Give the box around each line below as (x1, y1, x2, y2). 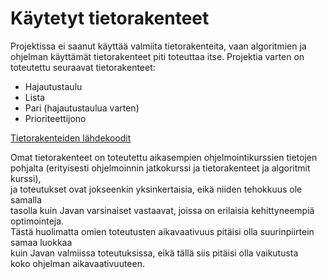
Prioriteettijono (24, 112, 87, 124)
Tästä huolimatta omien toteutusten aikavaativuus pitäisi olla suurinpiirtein (10, 225, 315, 237)
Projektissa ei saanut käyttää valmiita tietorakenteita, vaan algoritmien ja (10, 40, 307, 52)
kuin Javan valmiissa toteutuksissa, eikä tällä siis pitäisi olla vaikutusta (10, 247, 299, 259)
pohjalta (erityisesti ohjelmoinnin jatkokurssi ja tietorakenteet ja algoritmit (10, 162, 311, 174)
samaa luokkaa (10, 236, 73, 248)
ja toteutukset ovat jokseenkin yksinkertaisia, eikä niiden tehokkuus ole (10, 183, 303, 195)
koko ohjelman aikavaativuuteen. (10, 257, 145, 269)
